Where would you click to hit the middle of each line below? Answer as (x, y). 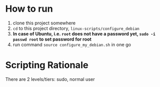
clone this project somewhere (44, 23)
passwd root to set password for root (52, 39)
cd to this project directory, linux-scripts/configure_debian (76, 28)
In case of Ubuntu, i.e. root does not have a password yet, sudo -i (84, 34)
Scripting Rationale (47, 65)
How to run (29, 9)
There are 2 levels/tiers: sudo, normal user (50, 79)
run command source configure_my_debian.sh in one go (72, 44)
